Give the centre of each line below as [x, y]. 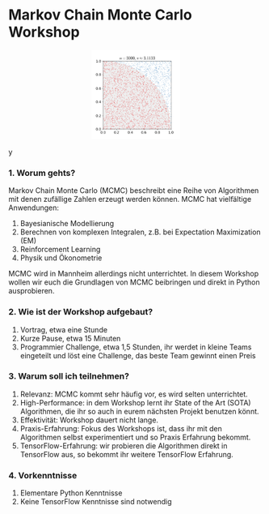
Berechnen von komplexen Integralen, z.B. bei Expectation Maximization [140, 232]
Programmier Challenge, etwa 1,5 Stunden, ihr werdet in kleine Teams [136, 347]
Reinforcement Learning [60, 250]
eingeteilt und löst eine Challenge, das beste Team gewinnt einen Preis [138, 355]
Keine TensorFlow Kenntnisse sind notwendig [96, 502]
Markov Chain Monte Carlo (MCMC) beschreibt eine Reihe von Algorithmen [134, 191]
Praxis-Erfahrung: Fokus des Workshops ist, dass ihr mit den [121, 428]
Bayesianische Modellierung [67, 224]
